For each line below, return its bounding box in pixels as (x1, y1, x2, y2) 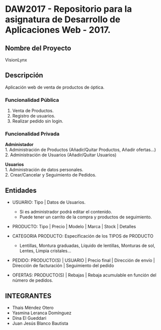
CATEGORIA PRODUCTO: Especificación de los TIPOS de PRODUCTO (12, 233, 154, 239)
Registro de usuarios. (12, 113, 55, 119)
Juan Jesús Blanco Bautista (12, 321, 69, 327)
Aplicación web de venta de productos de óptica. (5, 84, 105, 90)
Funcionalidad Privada (5, 130, 60, 137)
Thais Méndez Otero (12, 305, 54, 311)
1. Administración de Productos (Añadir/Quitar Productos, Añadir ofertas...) (5, 147, 156, 153)
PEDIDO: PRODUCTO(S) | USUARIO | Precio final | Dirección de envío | (12, 257, 155, 264)
